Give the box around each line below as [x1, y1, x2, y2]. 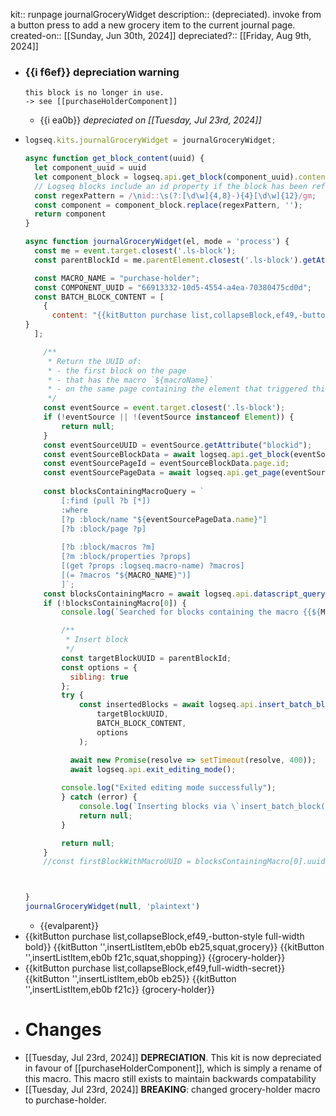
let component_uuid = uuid [34, 163, 147, 173]
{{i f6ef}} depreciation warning [24, 65, 180, 79]
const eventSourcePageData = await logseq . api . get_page [43, 468, 281, 478]
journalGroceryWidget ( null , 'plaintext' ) [24, 902, 201, 912]
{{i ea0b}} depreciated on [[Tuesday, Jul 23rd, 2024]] [39, 114, 262, 126]
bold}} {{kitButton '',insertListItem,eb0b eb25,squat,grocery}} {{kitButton [24, 941, 325, 953]
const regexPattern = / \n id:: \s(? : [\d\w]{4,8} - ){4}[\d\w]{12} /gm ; [34, 190, 317, 201]
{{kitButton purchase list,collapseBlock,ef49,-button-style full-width [24, 930, 305, 943]
